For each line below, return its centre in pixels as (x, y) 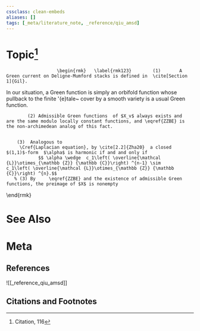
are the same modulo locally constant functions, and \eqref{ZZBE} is (96, 121)
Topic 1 (22, 53)
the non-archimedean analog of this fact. (60, 126)
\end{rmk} (19, 195)
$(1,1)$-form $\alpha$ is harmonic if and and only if (77, 152)
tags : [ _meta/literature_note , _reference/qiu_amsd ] (73, 23)
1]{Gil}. (17, 81)
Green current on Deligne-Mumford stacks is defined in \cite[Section (97, 76)
